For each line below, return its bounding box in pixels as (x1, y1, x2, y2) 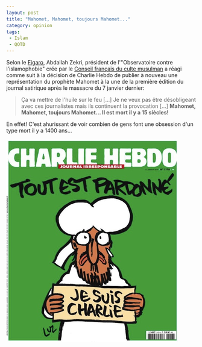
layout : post (6, 10, 39, 16)
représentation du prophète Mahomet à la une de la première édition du (6, 78, 184, 85)
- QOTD (8, 42, 26, 48)
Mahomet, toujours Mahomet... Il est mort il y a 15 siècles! (21, 109, 169, 116)
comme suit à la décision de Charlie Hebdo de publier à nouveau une (6, 72, 178, 78)
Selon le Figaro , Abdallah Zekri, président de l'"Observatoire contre (6, 59, 173, 66)
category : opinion (6, 22, 52, 28)
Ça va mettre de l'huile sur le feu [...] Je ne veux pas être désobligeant (21, 96, 196, 103)
